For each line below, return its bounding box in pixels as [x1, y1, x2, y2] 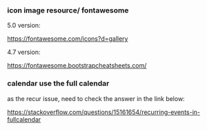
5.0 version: [7, 21, 41, 30]
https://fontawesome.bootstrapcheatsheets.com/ [7, 62, 147, 70]
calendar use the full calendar [7, 79, 110, 89]
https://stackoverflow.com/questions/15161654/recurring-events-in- [7, 108, 201, 116]
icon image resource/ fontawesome [7, 6, 129, 15]
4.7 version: [7, 48, 41, 57]
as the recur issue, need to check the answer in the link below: [7, 94, 185, 102]
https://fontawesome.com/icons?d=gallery [7, 35, 128, 43]
